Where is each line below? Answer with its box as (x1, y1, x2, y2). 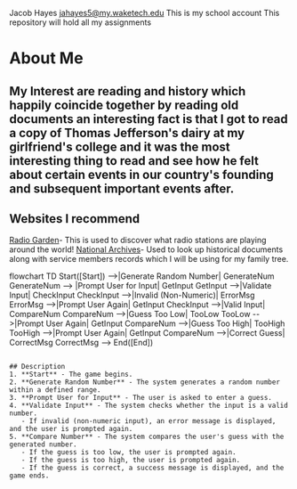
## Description (9, 363, 66, 371)
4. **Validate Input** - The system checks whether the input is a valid (9, 401, 289, 411)
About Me (9, 48, 84, 69)
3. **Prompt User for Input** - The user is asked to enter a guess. (9, 394, 273, 403)
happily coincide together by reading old (9, 97, 239, 112)
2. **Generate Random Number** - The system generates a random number (9, 378, 280, 387)
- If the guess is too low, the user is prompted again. (20, 448, 237, 457)
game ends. (9, 471, 50, 480)
